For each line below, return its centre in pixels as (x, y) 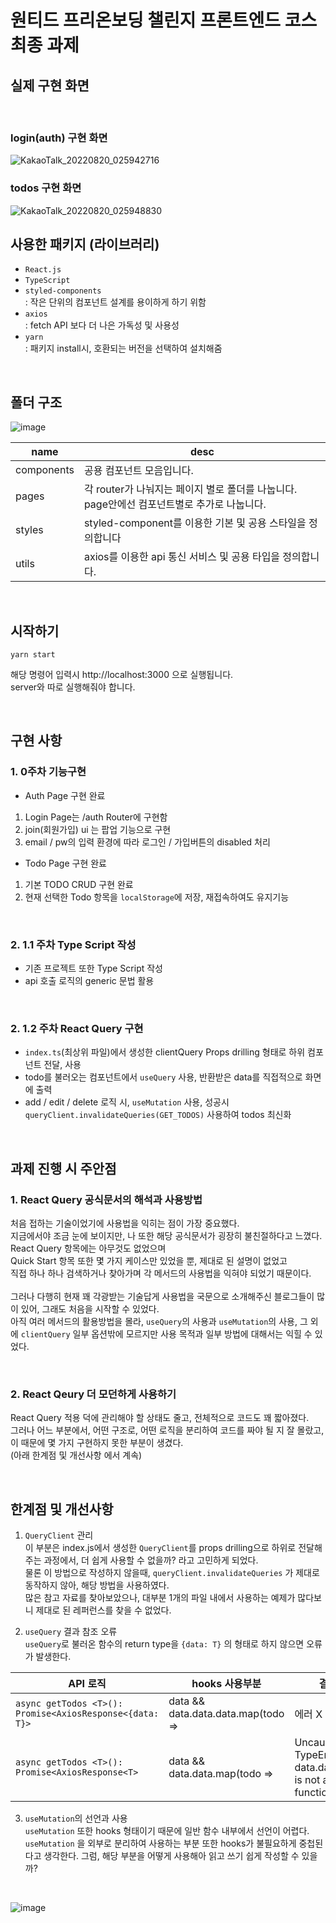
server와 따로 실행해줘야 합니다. (73, 687)
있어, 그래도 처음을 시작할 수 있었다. (90, 1309)
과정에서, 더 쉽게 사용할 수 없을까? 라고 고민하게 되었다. (151, 1560)
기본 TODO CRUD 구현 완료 (79, 884)
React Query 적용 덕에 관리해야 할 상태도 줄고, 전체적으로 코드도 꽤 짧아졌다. (160, 1418)
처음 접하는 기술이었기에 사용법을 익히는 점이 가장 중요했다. (125, 1223)
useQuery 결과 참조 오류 (71, 1632)
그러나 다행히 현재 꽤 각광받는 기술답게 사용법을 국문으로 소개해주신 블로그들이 (162, 1296)
